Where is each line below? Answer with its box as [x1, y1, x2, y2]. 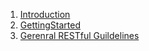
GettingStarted [19, 19, 81, 31]
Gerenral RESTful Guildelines [19, 30, 140, 41]
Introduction [19, 9, 71, 20]
